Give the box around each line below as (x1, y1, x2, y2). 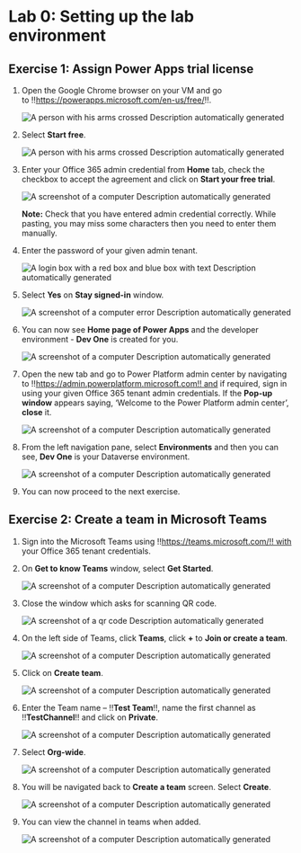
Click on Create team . (21, 667, 104, 678)
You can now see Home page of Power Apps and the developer (21, 324, 259, 334)
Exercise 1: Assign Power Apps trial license (8, 61, 254, 76)
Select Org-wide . (21, 746, 86, 757)
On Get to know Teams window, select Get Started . (21, 563, 214, 573)
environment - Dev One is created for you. (21, 334, 179, 344)
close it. (21, 407, 52, 417)
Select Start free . (21, 129, 86, 140)
